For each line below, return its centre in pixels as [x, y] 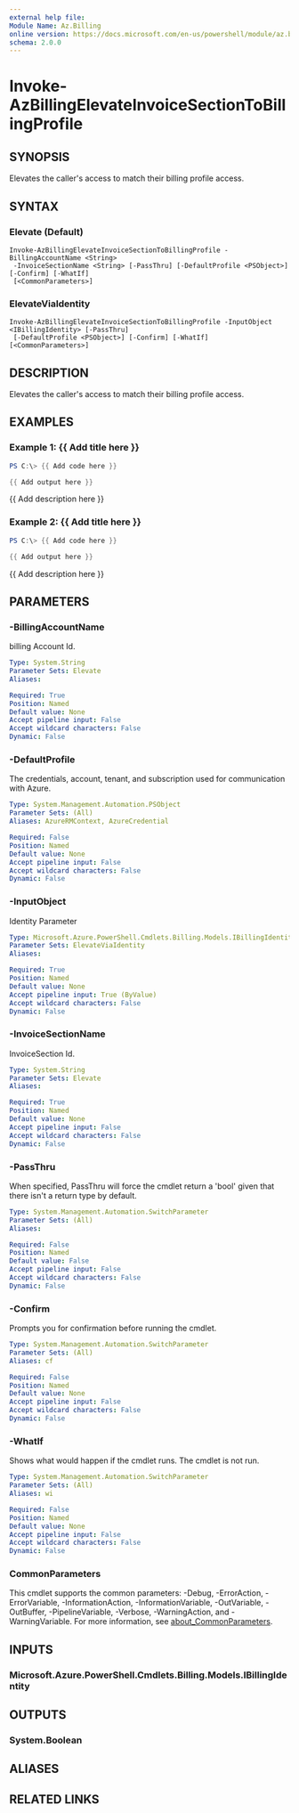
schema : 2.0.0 [36, 42]
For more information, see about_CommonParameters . [174, 1622]
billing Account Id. [42, 646]
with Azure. [30, 788]
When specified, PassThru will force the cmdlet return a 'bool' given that [142, 1186]
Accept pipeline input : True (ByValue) [83, 995]
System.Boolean [46, 1740]
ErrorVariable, [35, 1603]
